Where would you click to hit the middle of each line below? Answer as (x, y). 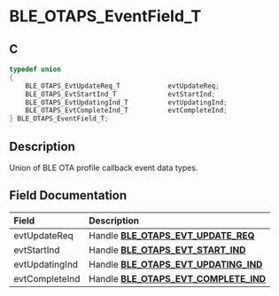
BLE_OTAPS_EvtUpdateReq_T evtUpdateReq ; (122, 86)
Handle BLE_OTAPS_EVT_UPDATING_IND (175, 264)
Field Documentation (68, 195)
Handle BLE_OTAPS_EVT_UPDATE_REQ (171, 235)
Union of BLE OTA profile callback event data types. (104, 167)
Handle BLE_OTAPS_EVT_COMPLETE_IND (177, 278)
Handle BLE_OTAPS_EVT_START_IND (167, 250)
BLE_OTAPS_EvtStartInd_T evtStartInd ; (120, 94)
